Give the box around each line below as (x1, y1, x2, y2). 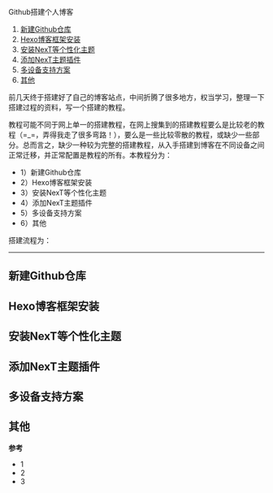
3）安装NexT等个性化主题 (19, 188, 107, 197)
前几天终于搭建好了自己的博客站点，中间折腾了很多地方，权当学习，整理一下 (8, 93, 265, 102)
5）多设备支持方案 (19, 208, 83, 218)
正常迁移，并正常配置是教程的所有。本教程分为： (8, 150, 172, 160)
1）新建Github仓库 (19, 167, 82, 177)
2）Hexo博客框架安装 (19, 178, 93, 187)
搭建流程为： (8, 236, 51, 245)
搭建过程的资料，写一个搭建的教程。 (8, 102, 130, 112)
